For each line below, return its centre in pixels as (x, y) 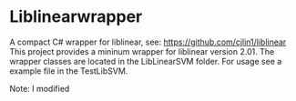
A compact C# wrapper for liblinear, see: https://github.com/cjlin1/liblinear (148, 42)
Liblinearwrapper (76, 17)
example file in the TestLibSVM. (69, 71)
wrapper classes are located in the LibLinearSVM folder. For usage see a (146, 61)
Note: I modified (40, 88)
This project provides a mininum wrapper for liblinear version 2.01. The (142, 51)
